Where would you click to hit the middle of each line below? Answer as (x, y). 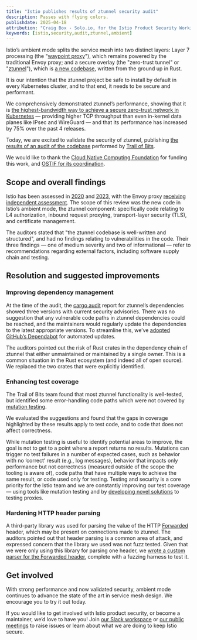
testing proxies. (25, 498)
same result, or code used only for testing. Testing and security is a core (94, 479)
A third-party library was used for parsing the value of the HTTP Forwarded (97, 526)
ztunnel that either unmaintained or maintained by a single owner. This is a (96, 354)
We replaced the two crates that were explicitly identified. (76, 366)
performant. (21, 93)
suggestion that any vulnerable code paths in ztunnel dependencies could (96, 317)
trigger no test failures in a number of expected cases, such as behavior (93, 454)
